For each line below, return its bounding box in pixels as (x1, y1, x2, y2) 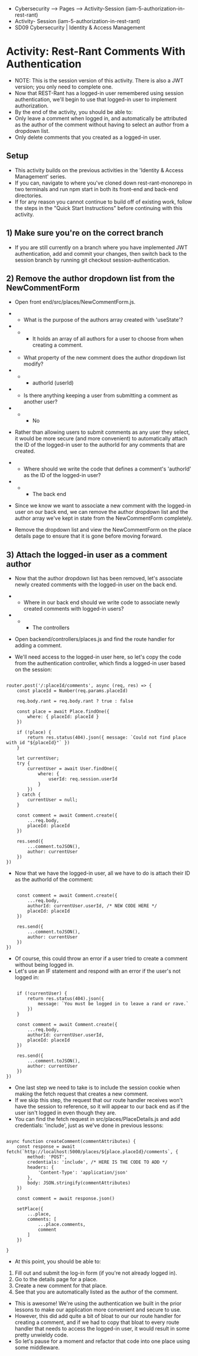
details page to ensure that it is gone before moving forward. (14, 532, 163, 539)
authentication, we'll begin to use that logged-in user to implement (14, 96, 177, 103)
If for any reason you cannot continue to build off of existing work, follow (14, 198, 192, 205)
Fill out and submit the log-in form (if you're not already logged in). (14, 1269, 177, 1276)
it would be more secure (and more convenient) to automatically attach (14, 435, 188, 442)
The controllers (32, 624, 70, 631)
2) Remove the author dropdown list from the (6, 273, 175, 284)
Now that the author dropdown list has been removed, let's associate (14, 575, 183, 582)
